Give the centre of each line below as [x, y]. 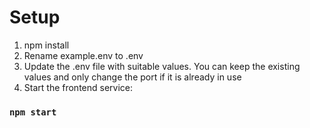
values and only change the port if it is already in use [132, 77]
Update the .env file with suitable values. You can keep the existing [162, 66]
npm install [46, 45]
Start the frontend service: [78, 87]
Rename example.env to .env [83, 55]
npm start [33, 112]
